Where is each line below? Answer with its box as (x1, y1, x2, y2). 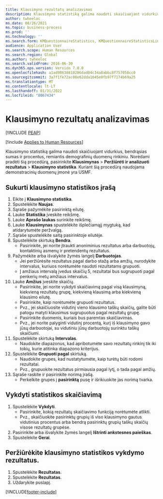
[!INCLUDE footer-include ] (5, 489, 57, 495)
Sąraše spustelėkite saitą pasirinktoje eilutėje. (12, 233, 104, 238)
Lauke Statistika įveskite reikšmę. (12, 212, 80, 217)
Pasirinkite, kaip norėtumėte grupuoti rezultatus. (19, 299, 116, 305)
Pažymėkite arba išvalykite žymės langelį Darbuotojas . (12, 253, 122, 259)
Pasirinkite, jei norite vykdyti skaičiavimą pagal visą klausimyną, (19, 284, 147, 289)
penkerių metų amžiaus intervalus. (19, 274, 89, 279)
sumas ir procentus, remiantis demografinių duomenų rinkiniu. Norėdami (5, 154, 150, 160)
